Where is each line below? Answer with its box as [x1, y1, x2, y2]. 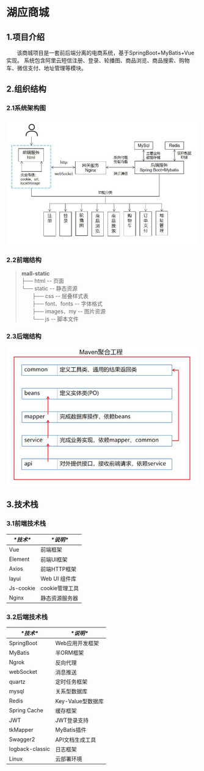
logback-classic [9, 745, 51, 753]
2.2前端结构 [6, 255, 42, 264]
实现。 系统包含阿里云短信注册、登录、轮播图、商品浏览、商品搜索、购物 [6, 57, 190, 64]
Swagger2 [9, 736, 35, 743]
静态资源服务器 [40, 594, 78, 602]
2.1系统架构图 [6, 104, 46, 112]
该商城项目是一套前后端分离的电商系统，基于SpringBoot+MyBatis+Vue [16, 49, 194, 56]
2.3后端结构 [6, 332, 42, 340]
